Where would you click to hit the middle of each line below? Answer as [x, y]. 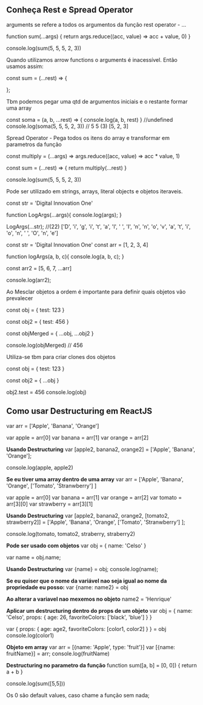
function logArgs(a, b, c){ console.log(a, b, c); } [65, 256]
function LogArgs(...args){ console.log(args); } [64, 215]
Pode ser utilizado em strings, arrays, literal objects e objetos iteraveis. [95, 191]
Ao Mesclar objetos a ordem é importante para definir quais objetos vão [96, 292]
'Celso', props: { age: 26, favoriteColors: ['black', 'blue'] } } [79, 617]
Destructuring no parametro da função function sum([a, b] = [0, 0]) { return [101, 665]
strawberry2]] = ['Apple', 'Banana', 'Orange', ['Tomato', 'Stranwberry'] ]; [96, 522]
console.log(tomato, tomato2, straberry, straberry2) [71, 533]
